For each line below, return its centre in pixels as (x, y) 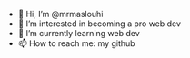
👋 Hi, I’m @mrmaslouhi (60, 14)
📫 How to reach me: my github (76, 43)
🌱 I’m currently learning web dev (79, 33)
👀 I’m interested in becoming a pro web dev (100, 24)
